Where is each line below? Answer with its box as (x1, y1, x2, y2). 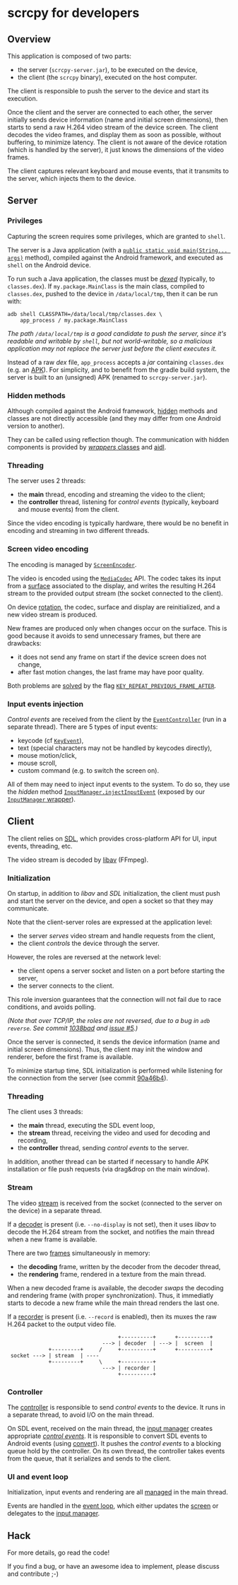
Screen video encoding (7, 544, 89, 554)
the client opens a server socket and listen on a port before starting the (17, 966, 225, 975)
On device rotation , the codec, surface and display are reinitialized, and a (7, 602, 220, 611)
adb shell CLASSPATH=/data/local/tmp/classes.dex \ (7, 310, 162, 317)
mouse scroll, (17, 759, 57, 767)
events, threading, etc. (7, 841, 73, 850)
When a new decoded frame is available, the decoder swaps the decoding (7, 1283, 224, 1292)
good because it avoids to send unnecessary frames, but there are (7, 631, 201, 640)
